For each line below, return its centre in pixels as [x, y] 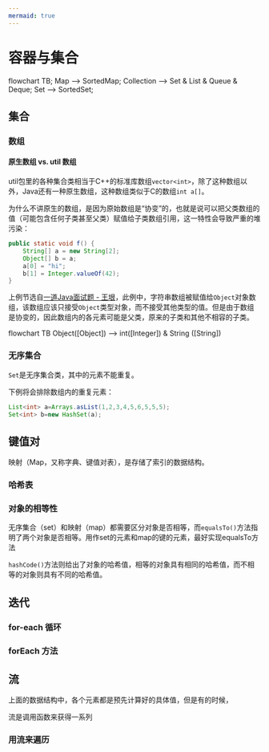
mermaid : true [32, 16]
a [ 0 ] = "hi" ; [44, 266]
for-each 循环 [35, 627]
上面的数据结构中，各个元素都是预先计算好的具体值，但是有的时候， [120, 700]
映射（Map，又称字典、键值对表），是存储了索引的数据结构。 [109, 462]
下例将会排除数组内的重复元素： [61, 392]
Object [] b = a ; [50, 258]
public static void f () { [51, 244]
